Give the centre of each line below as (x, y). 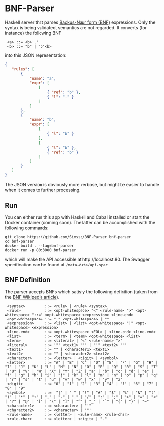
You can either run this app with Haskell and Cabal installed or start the (77, 217)
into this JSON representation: (36, 55)
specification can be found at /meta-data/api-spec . (57, 264)
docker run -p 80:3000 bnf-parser (41, 250)
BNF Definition (28, 280)
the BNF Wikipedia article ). (32, 297)
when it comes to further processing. (43, 190)
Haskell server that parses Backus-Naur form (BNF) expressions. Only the (80, 22)
